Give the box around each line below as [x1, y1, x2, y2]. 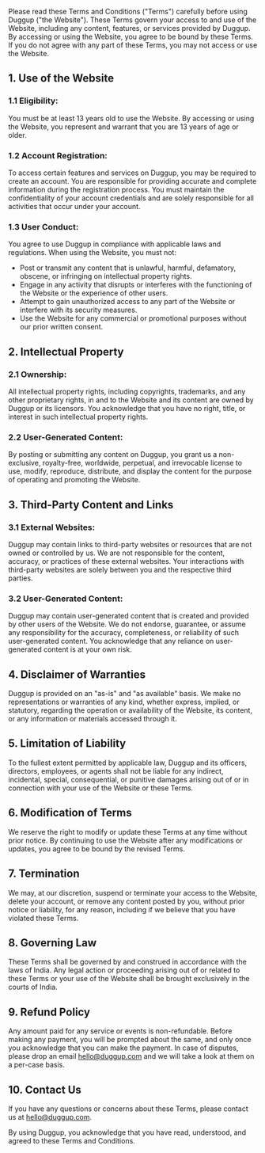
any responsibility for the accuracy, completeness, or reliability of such [8, 628, 240, 637]
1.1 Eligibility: [8, 95, 59, 106]
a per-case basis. [8, 1060, 65, 1070]
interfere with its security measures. [19, 305, 138, 315]
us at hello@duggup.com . [8, 1112, 93, 1121]
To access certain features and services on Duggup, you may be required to [8, 168, 257, 177]
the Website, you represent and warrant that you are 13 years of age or [8, 122, 239, 131]
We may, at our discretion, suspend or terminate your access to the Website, [8, 888, 258, 897]
